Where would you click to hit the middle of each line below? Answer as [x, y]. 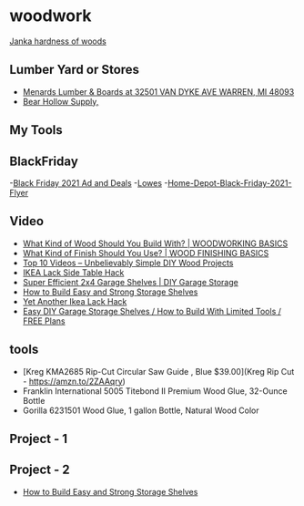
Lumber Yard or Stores [74, 70]
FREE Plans [44, 321]
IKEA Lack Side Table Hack [73, 272]
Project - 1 [39, 439]
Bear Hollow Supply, [61, 101]
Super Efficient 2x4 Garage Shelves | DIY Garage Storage [130, 282]
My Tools [36, 130]
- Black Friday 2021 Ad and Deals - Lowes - [89, 182]
